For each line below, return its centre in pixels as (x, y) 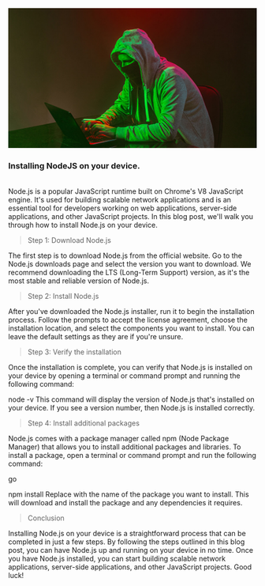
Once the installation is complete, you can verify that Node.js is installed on (130, 368)
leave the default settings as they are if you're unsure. (96, 337)
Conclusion (46, 518)
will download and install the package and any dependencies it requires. (125, 503)
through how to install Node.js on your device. (83, 225)
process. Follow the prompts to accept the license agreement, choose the (128, 320)
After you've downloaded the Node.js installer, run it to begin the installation (131, 312)
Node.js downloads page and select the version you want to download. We (130, 264)
